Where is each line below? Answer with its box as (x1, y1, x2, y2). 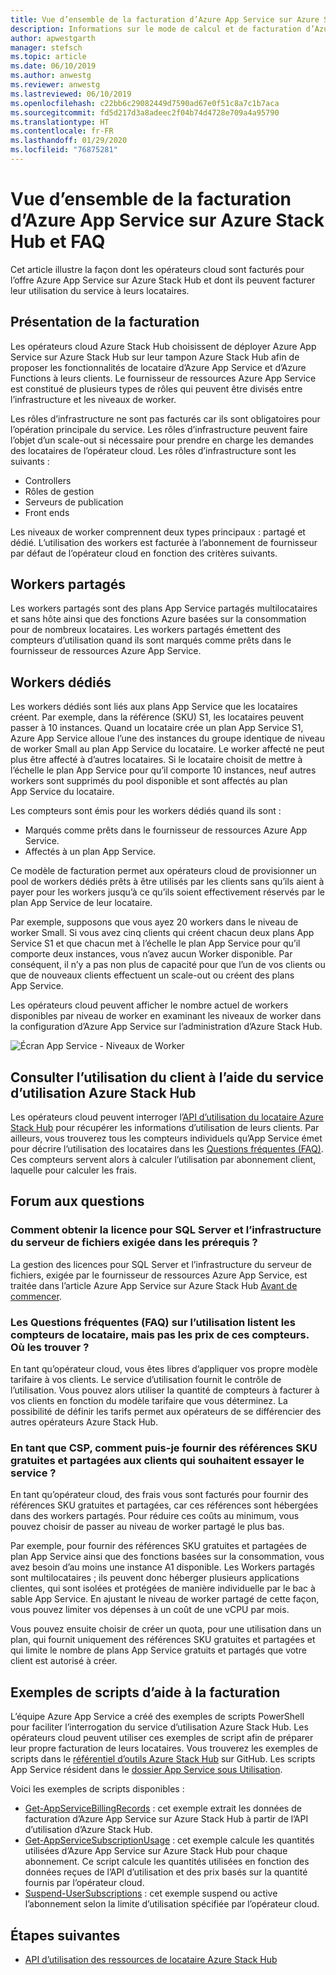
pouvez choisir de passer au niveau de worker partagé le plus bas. (10, 1521, 285, 1533)
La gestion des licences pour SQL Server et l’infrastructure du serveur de (10, 1258, 312, 1270)
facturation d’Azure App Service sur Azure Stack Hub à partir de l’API (24, 1813, 309, 1825)
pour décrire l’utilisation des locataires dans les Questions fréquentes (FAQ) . (10, 1143, 324, 1155)
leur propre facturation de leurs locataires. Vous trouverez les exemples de (10, 1742, 318, 1755)
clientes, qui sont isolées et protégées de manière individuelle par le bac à (10, 1582, 316, 1595)
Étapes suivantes (10, 1927, 121, 1944)
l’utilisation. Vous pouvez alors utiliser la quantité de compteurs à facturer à (10, 1384, 320, 1396)
